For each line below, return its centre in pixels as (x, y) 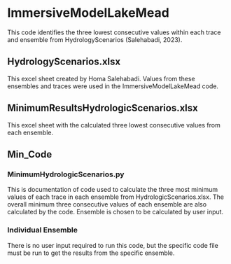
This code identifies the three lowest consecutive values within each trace (114, 32)
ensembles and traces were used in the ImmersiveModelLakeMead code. (113, 86)
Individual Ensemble (43, 230)
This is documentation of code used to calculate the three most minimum (113, 190)
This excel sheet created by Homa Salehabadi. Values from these (101, 78)
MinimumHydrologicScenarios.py (66, 174)
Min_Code (30, 154)
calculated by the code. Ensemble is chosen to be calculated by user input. (115, 212)
